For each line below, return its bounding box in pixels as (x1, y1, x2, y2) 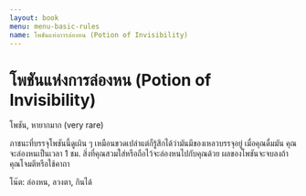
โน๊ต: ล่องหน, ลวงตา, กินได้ (9, 177, 93, 188)
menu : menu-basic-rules (9, 22, 100, 31)
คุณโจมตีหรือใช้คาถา (9, 159, 70, 170)
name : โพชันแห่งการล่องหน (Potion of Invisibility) (9, 30, 189, 39)
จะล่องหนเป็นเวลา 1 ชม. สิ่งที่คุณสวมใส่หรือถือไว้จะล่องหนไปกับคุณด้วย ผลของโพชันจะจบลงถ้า (9, 148, 290, 160)
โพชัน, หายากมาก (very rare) (9, 119, 104, 130)
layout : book (9, 13, 59, 23)
